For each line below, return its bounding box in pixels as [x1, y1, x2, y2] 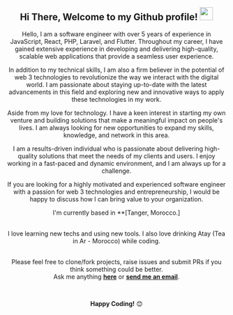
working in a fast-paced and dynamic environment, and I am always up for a [7, 159, 226, 167]
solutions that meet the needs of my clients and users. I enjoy [38, 151, 216, 160]
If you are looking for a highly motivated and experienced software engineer [7, 180, 226, 188]
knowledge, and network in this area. [63, 130, 170, 139]
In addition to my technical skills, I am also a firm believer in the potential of [8, 66, 225, 74]
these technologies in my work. [71, 95, 162, 103]
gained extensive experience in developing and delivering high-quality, [15, 45, 218, 53]
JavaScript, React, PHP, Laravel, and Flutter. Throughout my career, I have [10, 37, 223, 45]
